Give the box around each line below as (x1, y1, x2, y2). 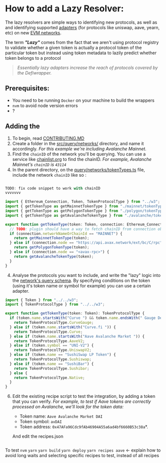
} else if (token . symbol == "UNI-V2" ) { (9, 343, 94, 348)
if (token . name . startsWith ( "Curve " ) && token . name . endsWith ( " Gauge (9, 315, 156, 321)
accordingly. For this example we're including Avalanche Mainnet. (12, 146, 147, 152)
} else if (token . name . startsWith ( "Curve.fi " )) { (9, 324, 116, 330)
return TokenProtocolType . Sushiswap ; (14, 357, 92, 362)
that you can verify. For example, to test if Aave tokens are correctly (12, 398, 151, 405)
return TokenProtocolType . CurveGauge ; (14, 320, 94, 325)
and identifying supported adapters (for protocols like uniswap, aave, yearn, (5, 24, 160, 30)
